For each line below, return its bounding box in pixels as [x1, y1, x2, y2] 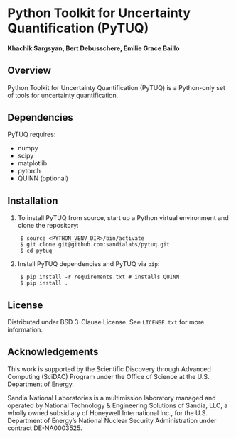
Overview [7, 65, 52, 77]
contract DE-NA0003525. [7, 424, 83, 432]
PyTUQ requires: [7, 130, 56, 139]
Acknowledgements [7, 346, 99, 358]
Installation [7, 195, 58, 207]
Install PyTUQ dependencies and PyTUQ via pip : [17, 260, 160, 268]
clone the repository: [17, 221, 80, 230]
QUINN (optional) [17, 174, 69, 182]
